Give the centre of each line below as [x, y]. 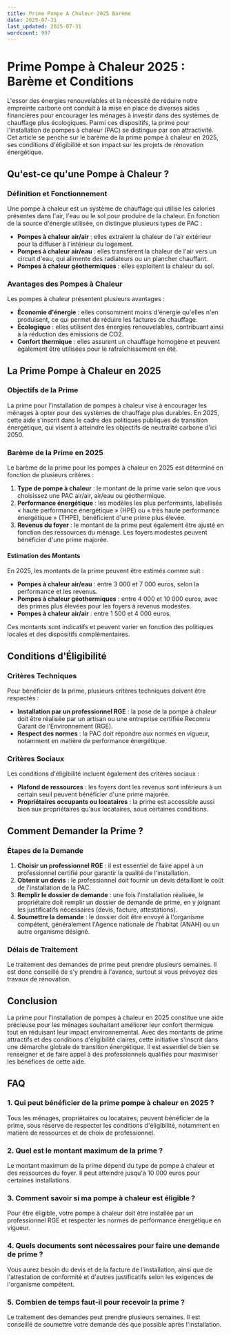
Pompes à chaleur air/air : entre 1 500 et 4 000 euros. [94, 614]
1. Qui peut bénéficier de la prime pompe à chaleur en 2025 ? [111, 1103]
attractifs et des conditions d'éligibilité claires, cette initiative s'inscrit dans [113, 1039]
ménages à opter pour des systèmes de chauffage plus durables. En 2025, [113, 412]
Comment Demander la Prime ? [75, 830]
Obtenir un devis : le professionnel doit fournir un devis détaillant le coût [120, 881]
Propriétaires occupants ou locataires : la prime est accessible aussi [116, 802]
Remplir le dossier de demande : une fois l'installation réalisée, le [110, 895]
